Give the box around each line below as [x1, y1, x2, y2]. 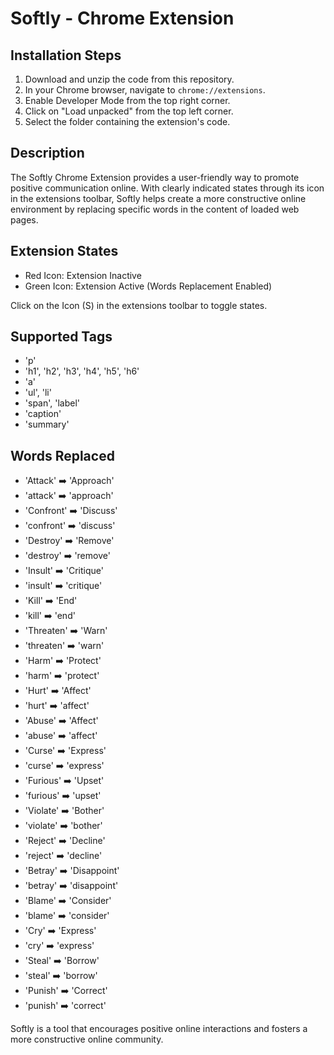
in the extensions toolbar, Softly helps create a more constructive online [10, 192, 307, 204]
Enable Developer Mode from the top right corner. [24, 95, 231, 106]
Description [10, 145, 85, 162]
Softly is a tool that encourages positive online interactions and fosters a [10, 1023, 308, 1035]
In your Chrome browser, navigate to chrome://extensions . [24, 84, 266, 96]
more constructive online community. [10, 1033, 164, 1046]
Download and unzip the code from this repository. [24, 73, 235, 85]
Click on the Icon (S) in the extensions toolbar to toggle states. [10, 299, 268, 311]
